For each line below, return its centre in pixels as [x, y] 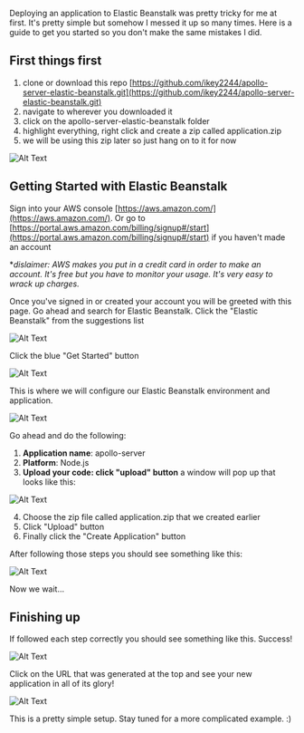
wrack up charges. [44, 284]
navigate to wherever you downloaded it [98, 111]
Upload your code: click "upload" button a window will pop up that [149, 472]
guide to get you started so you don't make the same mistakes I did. [136, 32]
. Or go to [128, 217]
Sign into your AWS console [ [64, 208]
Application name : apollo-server [84, 453]
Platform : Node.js [56, 462]
